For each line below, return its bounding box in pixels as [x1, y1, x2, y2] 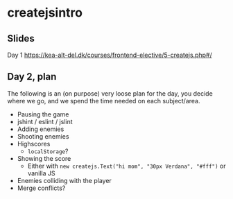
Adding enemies [17, 125, 64, 133]
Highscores [17, 139, 51, 148]
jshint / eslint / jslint [17, 117, 73, 126]
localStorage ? [27, 147, 69, 155]
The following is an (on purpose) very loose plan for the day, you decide [7, 89, 213, 98]
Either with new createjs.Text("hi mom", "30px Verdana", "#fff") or [27, 162, 226, 170]
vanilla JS [27, 168, 55, 178]
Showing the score [17, 154, 71, 162]
